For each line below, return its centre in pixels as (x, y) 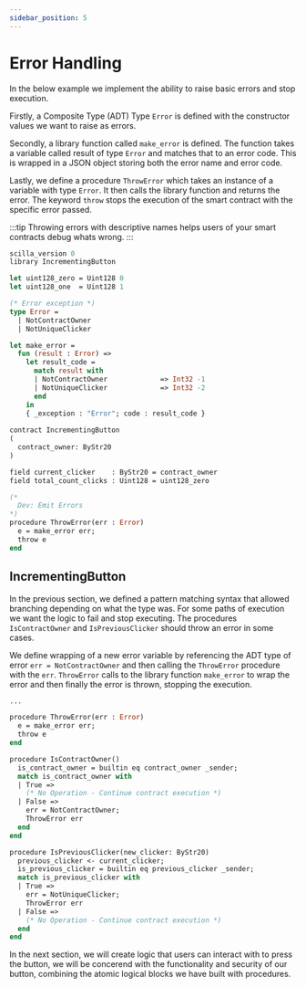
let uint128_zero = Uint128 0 (67, 279)
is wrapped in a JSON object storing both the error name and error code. (146, 163)
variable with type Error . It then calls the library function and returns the (145, 190)
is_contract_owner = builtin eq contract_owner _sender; (128, 768)
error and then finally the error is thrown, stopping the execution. (131, 684)
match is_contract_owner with (75, 776)
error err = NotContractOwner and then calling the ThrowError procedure (145, 665)
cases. (22, 637)
